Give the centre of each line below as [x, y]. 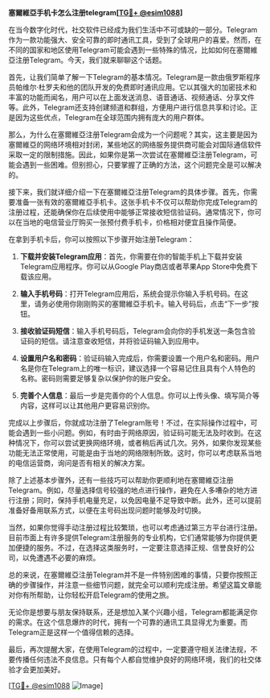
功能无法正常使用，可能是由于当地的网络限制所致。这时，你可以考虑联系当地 [135, 453]
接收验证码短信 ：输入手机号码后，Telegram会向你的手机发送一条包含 [134, 331]
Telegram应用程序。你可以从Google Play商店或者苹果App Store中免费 [135, 266]
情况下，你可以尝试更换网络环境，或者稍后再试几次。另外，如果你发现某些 [138, 443]
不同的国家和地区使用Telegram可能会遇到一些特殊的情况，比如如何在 [123, 50]
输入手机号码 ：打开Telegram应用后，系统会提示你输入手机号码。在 [131, 294]
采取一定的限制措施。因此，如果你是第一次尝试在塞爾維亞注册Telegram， [129, 155]
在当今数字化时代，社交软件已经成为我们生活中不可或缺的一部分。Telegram [133, 30]
